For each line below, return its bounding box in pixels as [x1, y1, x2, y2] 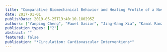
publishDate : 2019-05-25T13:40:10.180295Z [5, 16, 94, 21]
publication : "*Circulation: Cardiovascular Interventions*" [5, 40, 135, 45]
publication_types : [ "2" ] [5, 26, 59, 31]
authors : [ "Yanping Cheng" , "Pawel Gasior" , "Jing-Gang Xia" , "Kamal [5, 21, 153, 26]
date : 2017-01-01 [5, 12, 41, 17]
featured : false [5, 35, 39, 40]
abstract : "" [5, 30, 32, 35]
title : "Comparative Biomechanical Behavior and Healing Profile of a [5, 7, 155, 12]
